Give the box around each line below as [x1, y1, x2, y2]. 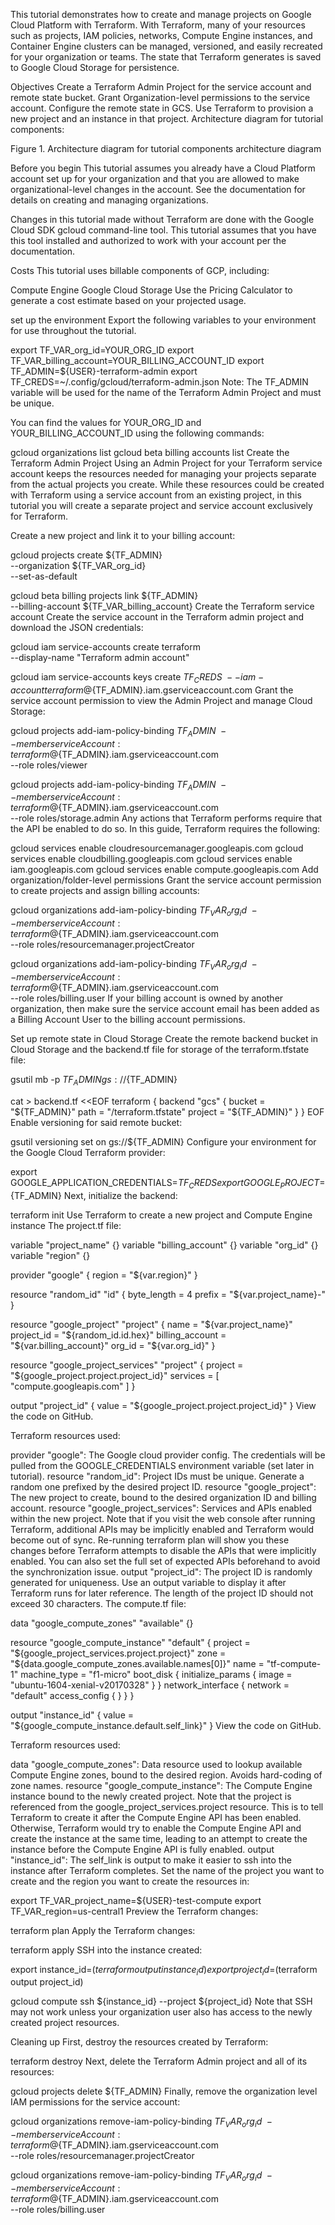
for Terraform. [10, 510, 69, 522]
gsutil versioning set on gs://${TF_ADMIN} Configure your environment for [10, 1135, 317, 1148]
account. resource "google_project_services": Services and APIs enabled [10, 1502, 313, 1514]
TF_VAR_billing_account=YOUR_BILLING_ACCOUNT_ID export [10, 355, 265, 366]
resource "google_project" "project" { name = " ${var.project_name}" [10, 1318, 293, 1330]
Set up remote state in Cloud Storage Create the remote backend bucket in [10, 1032, 319, 1044]
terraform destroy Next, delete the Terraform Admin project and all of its [10, 2055, 308, 2068]
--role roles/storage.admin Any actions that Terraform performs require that [10, 812, 323, 824]
